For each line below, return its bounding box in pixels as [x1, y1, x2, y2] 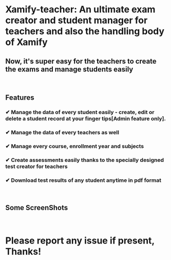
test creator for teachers [5, 163, 68, 170]
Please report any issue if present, [5, 235, 155, 247]
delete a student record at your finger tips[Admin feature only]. [5, 115, 166, 122]
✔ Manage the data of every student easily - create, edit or [5, 109, 155, 116]
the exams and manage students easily [5, 65, 134, 73]
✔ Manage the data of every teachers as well [5, 129, 120, 136]
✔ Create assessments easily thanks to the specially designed [5, 157, 164, 164]
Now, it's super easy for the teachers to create [5, 57, 157, 65]
